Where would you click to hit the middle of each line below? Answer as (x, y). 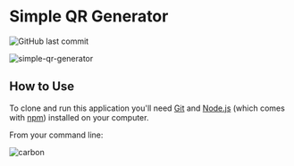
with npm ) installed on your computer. (79, 117)
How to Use (42, 87)
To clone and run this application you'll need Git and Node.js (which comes (147, 108)
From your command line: (56, 135)
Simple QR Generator (89, 17)
